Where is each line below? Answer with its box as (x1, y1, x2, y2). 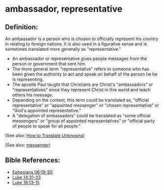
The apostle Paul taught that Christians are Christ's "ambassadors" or (12, 82, 153, 87)
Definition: (5, 23, 38, 31)
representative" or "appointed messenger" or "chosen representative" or (12, 103, 159, 108)
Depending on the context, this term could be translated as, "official (12, 97, 149, 103)
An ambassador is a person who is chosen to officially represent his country (5, 36, 159, 42)
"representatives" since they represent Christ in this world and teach (12, 87, 151, 92)
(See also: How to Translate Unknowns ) (5, 133, 85, 138)
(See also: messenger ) (5, 142, 51, 148)
